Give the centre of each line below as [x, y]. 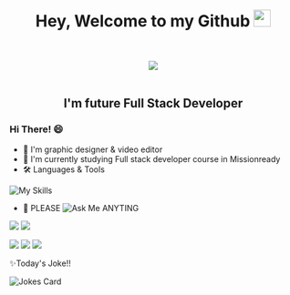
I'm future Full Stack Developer [153, 103]
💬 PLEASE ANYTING [81, 208]
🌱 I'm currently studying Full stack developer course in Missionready [151, 158]
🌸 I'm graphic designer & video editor [93, 149]
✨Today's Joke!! [40, 263]
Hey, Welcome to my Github [143, 21]
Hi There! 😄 [36, 129]
